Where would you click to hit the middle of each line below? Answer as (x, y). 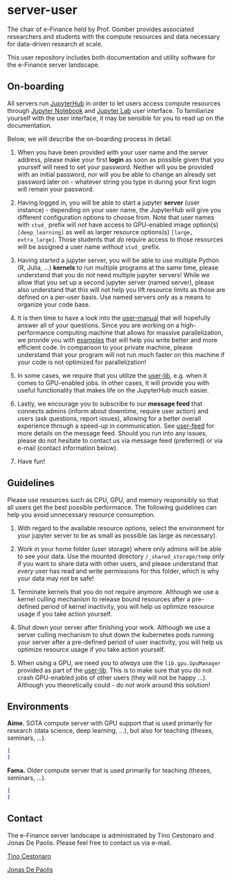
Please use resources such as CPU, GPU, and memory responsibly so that (113, 500)
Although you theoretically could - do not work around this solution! (114, 684)
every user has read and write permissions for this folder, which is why (118, 571)
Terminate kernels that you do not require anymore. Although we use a (118, 592)
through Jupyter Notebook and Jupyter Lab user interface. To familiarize (111, 110)
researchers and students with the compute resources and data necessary (114, 36)
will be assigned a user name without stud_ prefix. (89, 247)
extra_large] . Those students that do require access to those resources (120, 239)
